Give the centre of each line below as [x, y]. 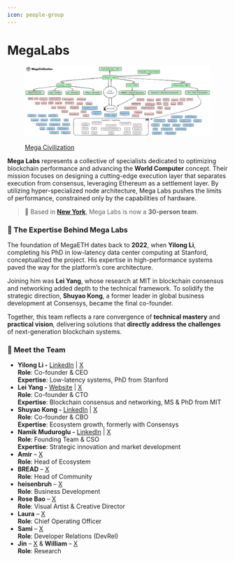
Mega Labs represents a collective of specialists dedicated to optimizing [112, 160]
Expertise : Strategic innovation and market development [99, 447]
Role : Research [39, 551]
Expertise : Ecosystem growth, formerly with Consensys [98, 424]
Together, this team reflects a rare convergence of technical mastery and [114, 317]
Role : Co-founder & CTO [53, 395]
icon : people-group [36, 15]
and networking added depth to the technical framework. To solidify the [111, 289]
